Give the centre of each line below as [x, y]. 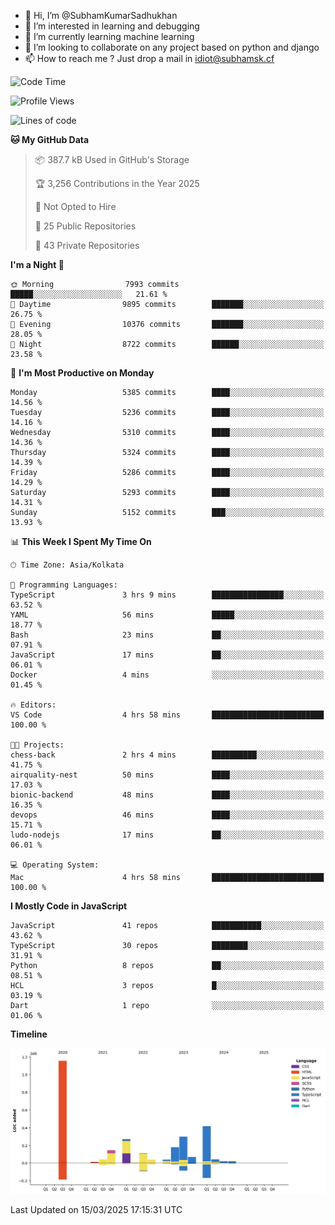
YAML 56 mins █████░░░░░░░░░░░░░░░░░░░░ [167, 615]
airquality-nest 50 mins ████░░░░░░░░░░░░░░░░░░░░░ [167, 775]
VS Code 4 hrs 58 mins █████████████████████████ [167, 715]
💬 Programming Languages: [64, 585]
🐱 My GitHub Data [50, 139]
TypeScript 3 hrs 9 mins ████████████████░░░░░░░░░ [167, 595]
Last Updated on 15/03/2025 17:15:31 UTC [96, 1209]
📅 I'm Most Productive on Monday [82, 373]
